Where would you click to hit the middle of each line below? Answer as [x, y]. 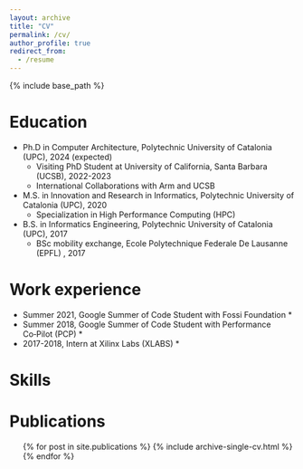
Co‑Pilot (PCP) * [52, 334]
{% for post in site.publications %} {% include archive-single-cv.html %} [157, 446]
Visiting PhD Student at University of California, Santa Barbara [152, 166]
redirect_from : [38, 52]
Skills [30, 380]
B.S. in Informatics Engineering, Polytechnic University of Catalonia [147, 224]
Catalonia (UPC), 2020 [65, 205]
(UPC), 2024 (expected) [67, 157]
